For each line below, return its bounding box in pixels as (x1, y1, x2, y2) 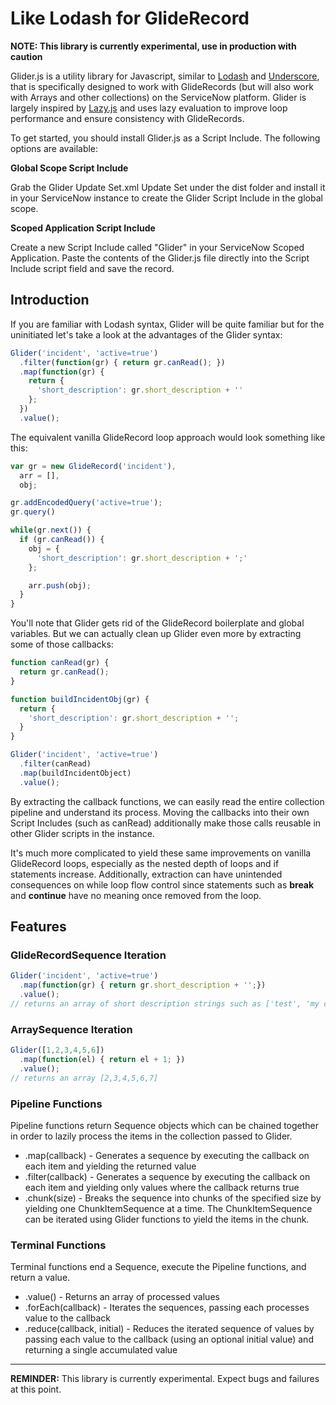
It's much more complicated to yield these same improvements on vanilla (10, 847, 312, 859)
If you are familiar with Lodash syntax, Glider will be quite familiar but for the (10, 318, 325, 330)
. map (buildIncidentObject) (19, 768, 132, 778)
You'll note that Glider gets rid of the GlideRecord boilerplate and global (10, 617, 305, 629)
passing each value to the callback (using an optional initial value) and (24, 1333, 314, 1346)
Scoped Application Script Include (10, 222, 156, 234)
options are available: (10, 142, 99, 154)
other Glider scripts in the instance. (10, 827, 155, 839)
